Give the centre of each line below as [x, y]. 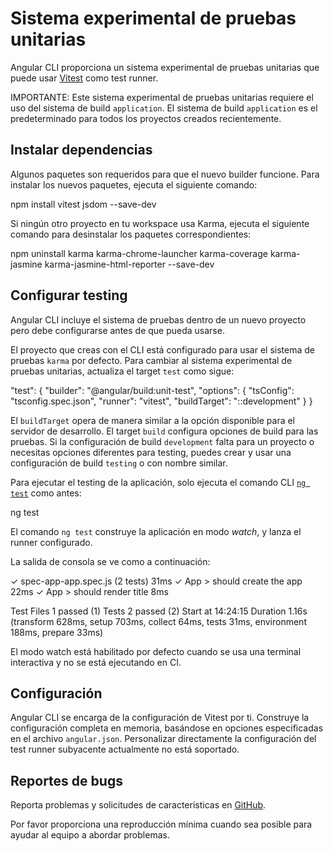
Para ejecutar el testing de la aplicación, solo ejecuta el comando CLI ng [158, 482]
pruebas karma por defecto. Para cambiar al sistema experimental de [151, 360]
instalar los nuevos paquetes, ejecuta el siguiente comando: [134, 184]
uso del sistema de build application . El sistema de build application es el [164, 108]
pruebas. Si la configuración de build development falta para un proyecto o [162, 441]
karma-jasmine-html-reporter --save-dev [129, 264]
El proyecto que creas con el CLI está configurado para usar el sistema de [162, 349]
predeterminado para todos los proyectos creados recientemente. [146, 118]
